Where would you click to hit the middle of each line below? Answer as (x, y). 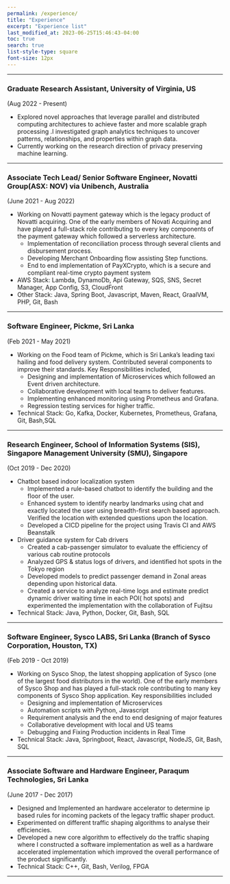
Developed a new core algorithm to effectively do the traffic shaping (113, 837)
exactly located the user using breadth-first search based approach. (124, 510)
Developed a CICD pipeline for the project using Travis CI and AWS (122, 525)
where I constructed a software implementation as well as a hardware (115, 844)
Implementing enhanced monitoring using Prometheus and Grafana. (123, 398)
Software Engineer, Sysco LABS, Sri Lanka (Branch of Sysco (109, 637)
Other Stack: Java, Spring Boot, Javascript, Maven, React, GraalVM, (113, 295)
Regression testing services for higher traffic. (91, 405)
